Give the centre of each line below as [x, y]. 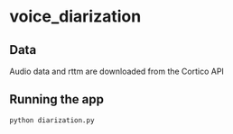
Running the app [56, 99]
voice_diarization [75, 17]
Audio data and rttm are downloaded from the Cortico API [116, 71]
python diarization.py [52, 120]
